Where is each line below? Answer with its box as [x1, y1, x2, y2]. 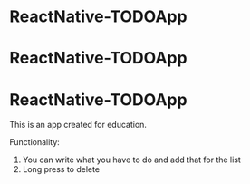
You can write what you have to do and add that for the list [22, 154, 242, 165]
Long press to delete [22, 164, 101, 175]
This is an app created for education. [9, 120, 148, 131]
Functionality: [9, 137, 61, 148]
